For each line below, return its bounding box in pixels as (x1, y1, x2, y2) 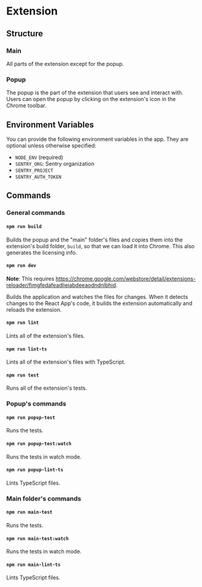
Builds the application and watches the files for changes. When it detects (6, 293, 189, 300)
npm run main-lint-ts (6, 562, 61, 568)
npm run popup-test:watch (6, 441, 71, 447)
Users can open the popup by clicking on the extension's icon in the (6, 96, 176, 103)
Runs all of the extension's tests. (6, 384, 88, 392)
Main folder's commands (6, 494, 82, 503)
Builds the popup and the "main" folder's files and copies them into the (6, 236, 183, 243)
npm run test (6, 372, 39, 378)
